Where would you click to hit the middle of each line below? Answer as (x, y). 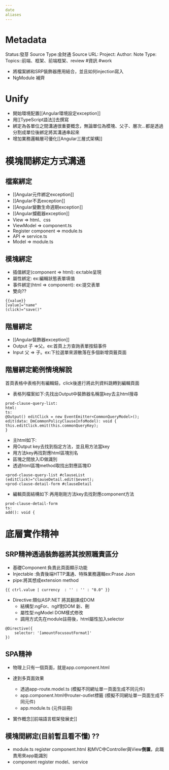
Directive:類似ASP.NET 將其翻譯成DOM (54, 600)
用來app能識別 (32, 756)
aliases (13, 15)
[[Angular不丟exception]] (39, 201)
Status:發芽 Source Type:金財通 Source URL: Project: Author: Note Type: (81, 54)
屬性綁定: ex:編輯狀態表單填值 (44, 278)
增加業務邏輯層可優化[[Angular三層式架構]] (57, 139)
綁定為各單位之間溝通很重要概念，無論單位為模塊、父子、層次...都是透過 (88, 126)
